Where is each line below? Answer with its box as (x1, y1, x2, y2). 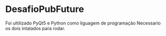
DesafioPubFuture (5, 3, 84, 15)
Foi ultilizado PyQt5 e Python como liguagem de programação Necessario (5, 20, 161, 26)
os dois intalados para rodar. (5, 25, 65, 31)
